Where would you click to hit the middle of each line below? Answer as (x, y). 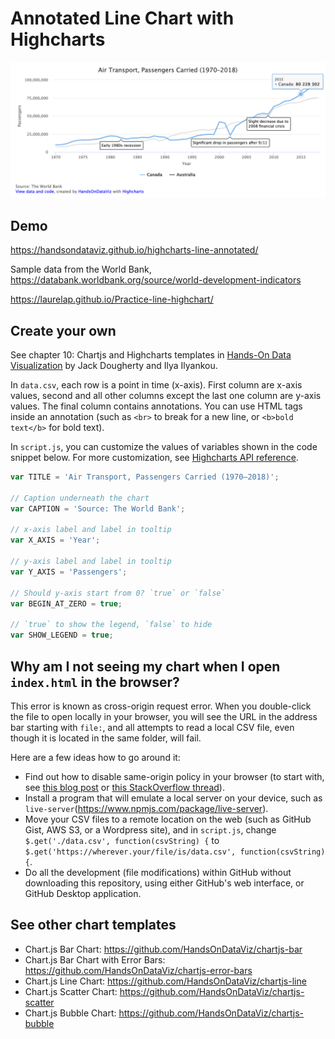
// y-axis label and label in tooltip (91, 562)
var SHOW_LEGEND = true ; (62, 635)
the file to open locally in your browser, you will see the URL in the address (164, 716)
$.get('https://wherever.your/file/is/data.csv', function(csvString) (175, 852)
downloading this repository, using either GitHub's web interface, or (164, 883)
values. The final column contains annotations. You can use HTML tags (156, 406)
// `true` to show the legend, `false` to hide (111, 625)
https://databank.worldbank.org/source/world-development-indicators (156, 280)
